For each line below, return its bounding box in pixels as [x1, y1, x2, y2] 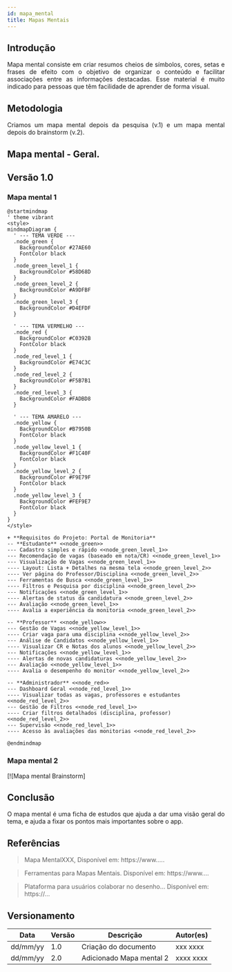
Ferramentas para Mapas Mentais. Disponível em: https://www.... [23, 869, 209, 877]
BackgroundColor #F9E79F [19, 474, 91, 481]
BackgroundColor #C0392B [19, 335, 91, 342]
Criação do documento [81, 942, 157, 951]
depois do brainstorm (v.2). [7, 128, 85, 137]
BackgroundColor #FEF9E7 [19, 498, 91, 505]
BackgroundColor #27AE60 [19, 245, 91, 251]
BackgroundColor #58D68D [19, 269, 91, 276]
